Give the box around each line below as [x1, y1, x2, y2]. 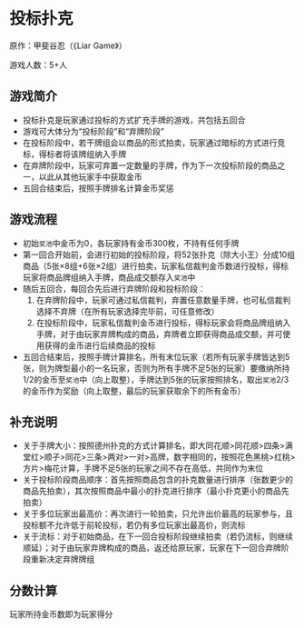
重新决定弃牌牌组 [30, 553, 95, 564]
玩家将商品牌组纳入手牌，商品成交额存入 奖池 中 [22, 272, 196, 283]
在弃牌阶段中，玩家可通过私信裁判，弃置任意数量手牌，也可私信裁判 [35, 294, 291, 305]
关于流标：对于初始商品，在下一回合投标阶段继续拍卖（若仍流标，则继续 [22, 531, 293, 542]
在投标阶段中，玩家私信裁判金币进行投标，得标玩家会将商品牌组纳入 [35, 317, 291, 328]
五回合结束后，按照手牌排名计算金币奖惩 [22, 183, 174, 194]
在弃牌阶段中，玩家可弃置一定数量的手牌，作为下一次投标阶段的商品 [22, 160, 278, 171]
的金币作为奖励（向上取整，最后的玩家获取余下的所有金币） [22, 385, 246, 396]
